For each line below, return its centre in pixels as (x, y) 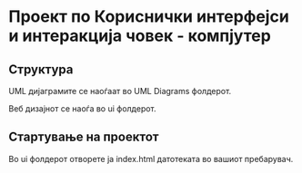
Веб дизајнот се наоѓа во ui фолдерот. (82, 109)
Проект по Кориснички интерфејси (149, 17)
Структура (41, 69)
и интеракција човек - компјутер (140, 36)
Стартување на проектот (84, 137)
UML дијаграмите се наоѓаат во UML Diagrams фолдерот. (120, 91)
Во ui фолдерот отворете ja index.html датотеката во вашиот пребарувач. (151, 159)
